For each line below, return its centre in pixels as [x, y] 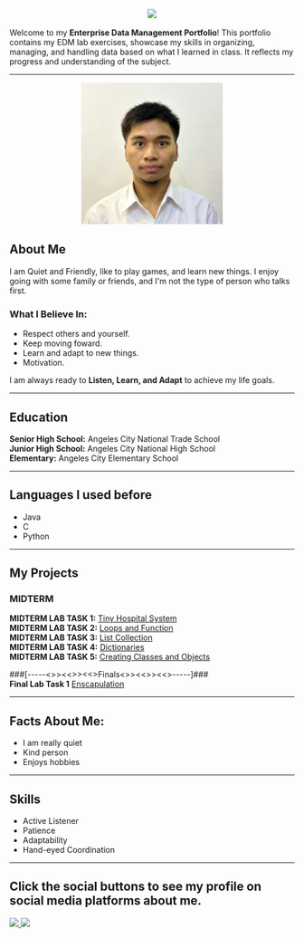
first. [18, 291]
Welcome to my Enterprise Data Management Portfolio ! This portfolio [140, 33]
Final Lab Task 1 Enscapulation [67, 684]
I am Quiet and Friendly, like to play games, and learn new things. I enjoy [144, 271]
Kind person [45, 752]
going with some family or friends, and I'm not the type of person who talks [150, 281]
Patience [39, 831]
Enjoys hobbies [51, 762]
